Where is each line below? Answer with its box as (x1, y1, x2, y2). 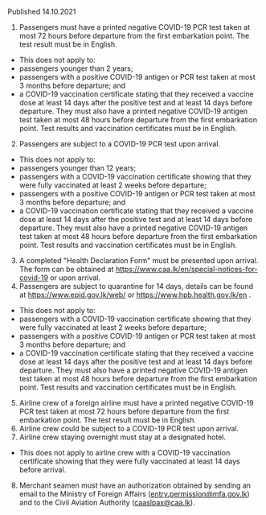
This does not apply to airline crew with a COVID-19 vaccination (18, 448, 231, 457)
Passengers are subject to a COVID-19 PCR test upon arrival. (18, 139, 221, 148)
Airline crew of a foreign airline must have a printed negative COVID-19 (18, 398, 254, 407)
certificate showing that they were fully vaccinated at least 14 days (18, 456, 240, 466)
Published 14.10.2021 (7, 7, 76, 16)
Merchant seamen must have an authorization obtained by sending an (18, 480, 251, 490)
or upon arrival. (50, 273, 101, 282)
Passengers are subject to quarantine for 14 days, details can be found (18, 282, 254, 290)
